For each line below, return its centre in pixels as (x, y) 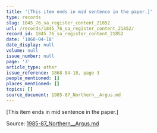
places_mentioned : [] (33, 84)
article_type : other (32, 67)
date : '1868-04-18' (30, 39)
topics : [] (20, 89)
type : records (24, 17)
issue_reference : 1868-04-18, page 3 (53, 73)
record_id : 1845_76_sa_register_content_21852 (65, 34)
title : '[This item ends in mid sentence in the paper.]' (79, 12)
